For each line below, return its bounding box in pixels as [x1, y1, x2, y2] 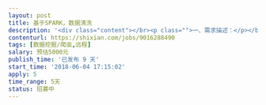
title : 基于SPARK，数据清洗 [8, 19, 93, 27]
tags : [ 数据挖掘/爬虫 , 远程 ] [8, 41, 91, 49]
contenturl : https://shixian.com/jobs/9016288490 [8, 33, 176, 42]
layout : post [8, 11, 51, 20]
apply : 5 [8, 70, 37, 78]
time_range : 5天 [8, 77, 61, 85]
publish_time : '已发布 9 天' [8, 56, 100, 64]
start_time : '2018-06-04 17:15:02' [8, 63, 126, 71]
